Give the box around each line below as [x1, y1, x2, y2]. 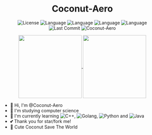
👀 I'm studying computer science [10, 107, 79, 113]
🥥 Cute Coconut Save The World [10, 124, 78, 130]
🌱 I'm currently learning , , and [10, 113, 128, 119]
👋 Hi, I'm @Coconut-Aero [10, 102, 63, 108]
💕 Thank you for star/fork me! [10, 118, 72, 124]
